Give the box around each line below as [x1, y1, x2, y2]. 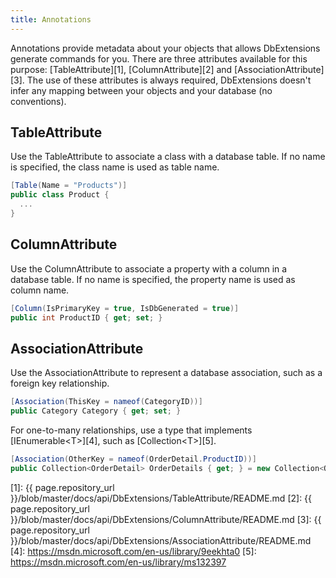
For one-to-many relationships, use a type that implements [10, 424, 253, 436]
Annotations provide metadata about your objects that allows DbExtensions [10, 42, 321, 54]
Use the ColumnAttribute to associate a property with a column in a [10, 262, 288, 275]
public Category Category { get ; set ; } [10, 406, 182, 416]
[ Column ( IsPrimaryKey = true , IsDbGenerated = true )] [10, 303, 240, 313]
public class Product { [10, 190, 110, 200]
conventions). [10, 95, 67, 107]
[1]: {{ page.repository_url [10, 481, 115, 493]
